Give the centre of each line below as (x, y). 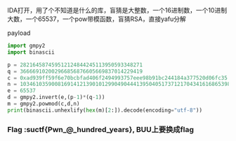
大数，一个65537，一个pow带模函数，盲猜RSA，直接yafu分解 (97, 19)
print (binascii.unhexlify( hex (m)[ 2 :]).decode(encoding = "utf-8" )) (105, 110)
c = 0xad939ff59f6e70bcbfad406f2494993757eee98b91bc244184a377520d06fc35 (118, 78)
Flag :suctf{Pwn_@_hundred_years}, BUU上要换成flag (101, 129)
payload (19, 33)
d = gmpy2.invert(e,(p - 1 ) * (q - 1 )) (56, 97)
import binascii (31, 52)
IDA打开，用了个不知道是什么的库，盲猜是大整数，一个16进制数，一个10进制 (117, 10)
